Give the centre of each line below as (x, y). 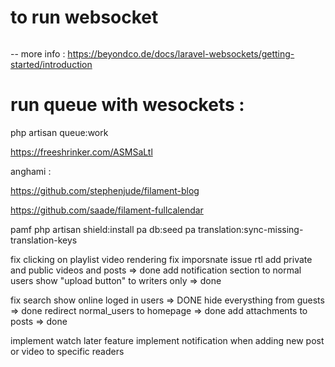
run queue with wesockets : (127, 105)
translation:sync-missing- (251, 229)
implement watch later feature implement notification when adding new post (167, 340)
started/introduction (51, 64)
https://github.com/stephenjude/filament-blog (105, 190)
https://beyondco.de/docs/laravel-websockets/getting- (181, 53)
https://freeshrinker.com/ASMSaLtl (81, 152)
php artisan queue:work (59, 132)
